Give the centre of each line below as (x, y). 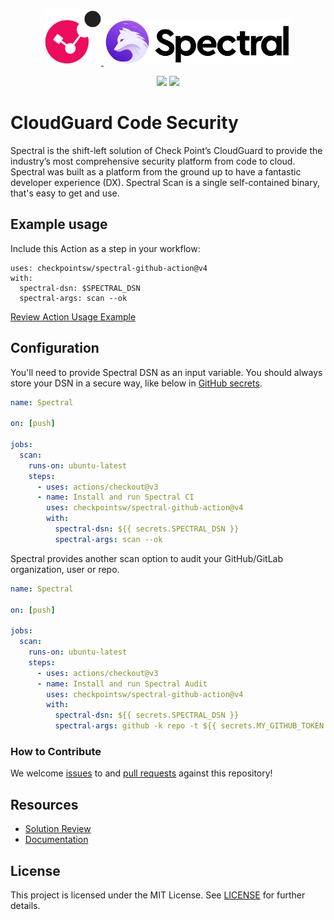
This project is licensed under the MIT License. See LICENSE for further (158, 895)
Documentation (56, 840)
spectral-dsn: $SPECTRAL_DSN (80, 288)
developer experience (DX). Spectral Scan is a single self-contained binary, (165, 182)
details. (25, 905)
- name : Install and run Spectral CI (115, 497)
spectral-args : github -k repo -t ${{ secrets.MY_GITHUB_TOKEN (189, 726)
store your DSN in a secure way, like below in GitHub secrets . (136, 383)
